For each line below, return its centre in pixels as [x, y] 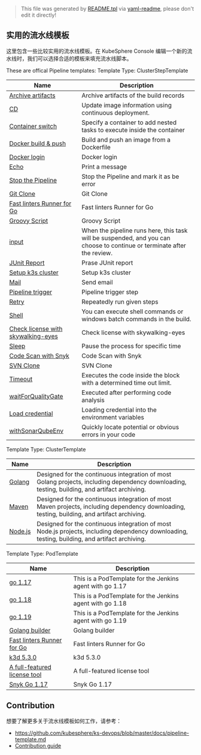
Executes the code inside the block [131, 375]
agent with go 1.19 [100, 621]
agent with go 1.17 [100, 586]
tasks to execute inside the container [133, 130]
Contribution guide [38, 745]
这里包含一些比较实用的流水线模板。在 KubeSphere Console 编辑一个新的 [97, 51]
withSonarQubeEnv [36, 430]
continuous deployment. [115, 112]
